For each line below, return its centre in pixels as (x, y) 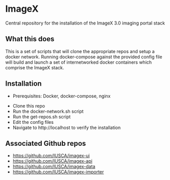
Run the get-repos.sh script (42, 117)
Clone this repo (29, 106)
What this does (30, 39)
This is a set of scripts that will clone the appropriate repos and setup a (80, 51)
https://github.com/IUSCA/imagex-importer (58, 172)
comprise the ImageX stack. (35, 67)
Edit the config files (33, 122)
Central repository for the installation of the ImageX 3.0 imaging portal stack (85, 23)
